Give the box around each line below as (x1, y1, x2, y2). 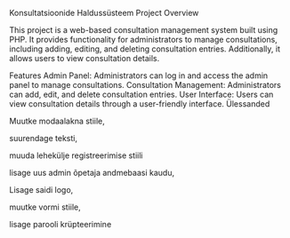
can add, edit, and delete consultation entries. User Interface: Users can (9, 89, 274, 99)
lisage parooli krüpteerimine (9, 219, 112, 229)
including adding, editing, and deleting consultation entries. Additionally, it (9, 44, 281, 54)
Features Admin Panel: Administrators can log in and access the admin (9, 70, 269, 81)
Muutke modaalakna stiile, (9, 115, 105, 126)
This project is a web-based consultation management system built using (9, 25, 278, 35)
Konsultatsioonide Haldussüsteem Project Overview (9, 8, 199, 18)
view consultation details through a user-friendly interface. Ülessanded (9, 99, 270, 109)
